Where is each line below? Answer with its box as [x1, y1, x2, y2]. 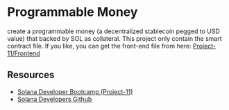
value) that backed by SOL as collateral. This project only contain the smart [7, 34, 222, 42]
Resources [7, 69, 55, 81]
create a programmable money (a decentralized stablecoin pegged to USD [7, 27, 220, 35]
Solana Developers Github [17, 95, 92, 103]
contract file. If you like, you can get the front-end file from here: [7, 42, 192, 50]
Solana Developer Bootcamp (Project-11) [17, 87, 133, 95]
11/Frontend [7, 49, 40, 57]
